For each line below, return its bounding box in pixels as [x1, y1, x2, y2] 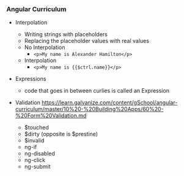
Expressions [15, 75, 46, 83]
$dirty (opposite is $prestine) [24, 131, 98, 138]
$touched [24, 124, 49, 131]
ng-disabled [24, 150, 55, 158]
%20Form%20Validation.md [15, 112, 87, 120]
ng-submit [24, 163, 51, 170]
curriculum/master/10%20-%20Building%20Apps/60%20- [15, 105, 164, 113]
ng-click [24, 156, 46, 164]
